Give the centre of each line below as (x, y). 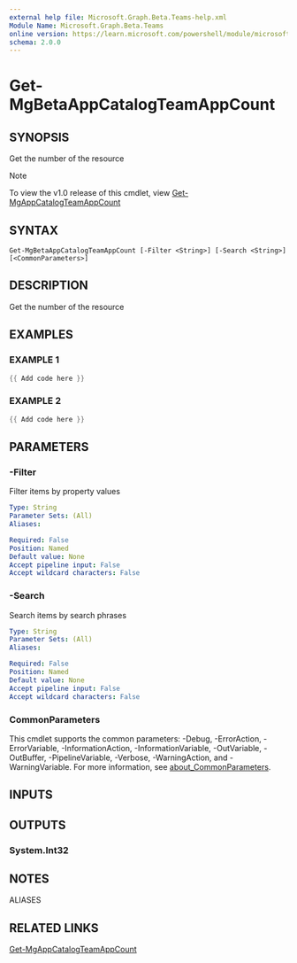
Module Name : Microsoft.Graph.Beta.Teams (87, 26)
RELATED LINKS (54, 928)
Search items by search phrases (68, 615)
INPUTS (31, 795)
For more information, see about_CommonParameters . (172, 766)
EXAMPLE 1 (34, 360)
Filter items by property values (65, 492)
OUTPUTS (38, 825)
